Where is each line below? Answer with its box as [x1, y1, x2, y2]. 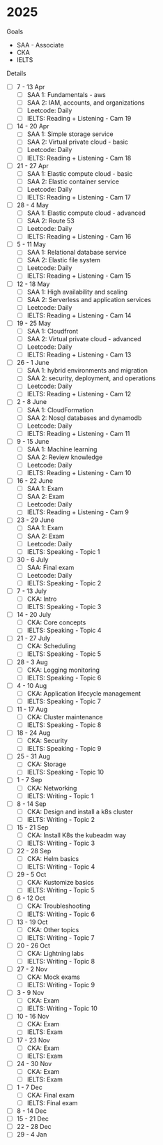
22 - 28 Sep [16, 847, 52, 855]
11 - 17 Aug [16, 705, 48, 713]
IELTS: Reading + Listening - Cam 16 [26, 232, 132, 241]
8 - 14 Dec [16, 1107, 47, 1115]
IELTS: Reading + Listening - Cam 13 [26, 350, 132, 359]
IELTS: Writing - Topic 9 [26, 981, 95, 989]
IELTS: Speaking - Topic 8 [26, 721, 102, 729]
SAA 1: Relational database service [26, 248, 127, 257]
